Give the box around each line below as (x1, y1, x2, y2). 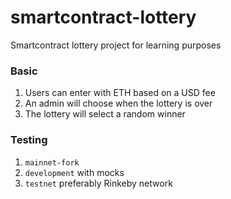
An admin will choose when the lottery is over (24, 97, 213, 110)
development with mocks (24, 166, 125, 178)
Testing (10, 133, 48, 147)
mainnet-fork (24, 157, 80, 168)
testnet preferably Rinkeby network (24, 177, 173, 189)
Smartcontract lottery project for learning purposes (10, 39, 222, 51)
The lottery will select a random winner (24, 108, 186, 120)
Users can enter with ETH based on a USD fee (24, 87, 216, 99)
